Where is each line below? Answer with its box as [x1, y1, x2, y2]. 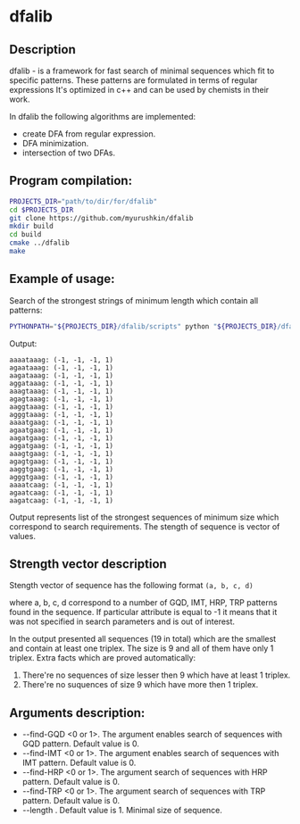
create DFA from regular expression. [21, 129, 156, 139]
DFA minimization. [21, 138, 89, 148]
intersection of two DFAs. [21, 147, 116, 158]
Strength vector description [9, 556, 167, 572]
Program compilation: [9, 173, 132, 188]
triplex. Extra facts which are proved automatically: [9, 653, 196, 663]
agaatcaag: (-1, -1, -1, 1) [9, 488, 114, 497]
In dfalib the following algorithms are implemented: [9, 112, 196, 121]
